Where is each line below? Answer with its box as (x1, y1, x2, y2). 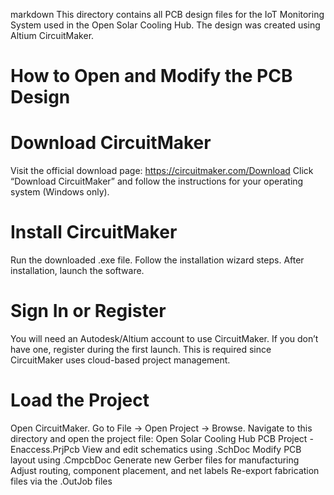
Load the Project (10, 389, 150, 412)
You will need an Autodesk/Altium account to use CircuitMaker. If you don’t (10, 333, 319, 344)
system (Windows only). (10, 186, 110, 198)
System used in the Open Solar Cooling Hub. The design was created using (10, 19, 321, 31)
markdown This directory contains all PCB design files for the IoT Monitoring (10, 9, 325, 20)
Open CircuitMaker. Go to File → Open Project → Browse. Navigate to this (10, 422, 313, 434)
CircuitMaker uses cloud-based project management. (10, 354, 231, 366)
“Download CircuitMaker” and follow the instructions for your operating (10, 175, 304, 188)
